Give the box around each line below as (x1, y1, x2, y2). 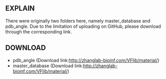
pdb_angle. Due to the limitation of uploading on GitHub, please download (5, 23, 161, 29)
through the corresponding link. (5, 28, 72, 35)
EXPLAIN (5, 4, 35, 13)
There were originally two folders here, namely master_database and (5, 17, 151, 24)
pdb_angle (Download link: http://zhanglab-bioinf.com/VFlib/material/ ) (12, 57, 160, 63)
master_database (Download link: (12, 63, 84, 69)
